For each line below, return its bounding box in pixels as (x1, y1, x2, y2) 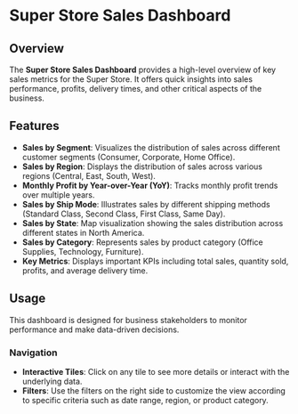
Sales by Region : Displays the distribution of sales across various (21, 161, 262, 172)
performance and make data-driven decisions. (9, 324, 180, 335)
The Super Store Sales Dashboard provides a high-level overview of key (9, 64, 277, 75)
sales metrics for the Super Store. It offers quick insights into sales (9, 74, 254, 85)
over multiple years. (21, 189, 95, 200)
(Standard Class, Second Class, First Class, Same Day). (21, 208, 226, 219)
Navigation (9, 346, 58, 359)
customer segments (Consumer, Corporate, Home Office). (21, 151, 236, 162)
